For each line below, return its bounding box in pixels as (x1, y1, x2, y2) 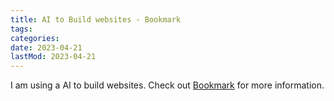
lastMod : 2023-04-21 (10, 52, 97, 62)
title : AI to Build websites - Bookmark (10, 14, 182, 25)
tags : (10, 24, 33, 34)
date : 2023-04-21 (10, 42, 83, 53)
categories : (10, 33, 60, 43)
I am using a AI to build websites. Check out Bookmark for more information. (10, 79, 325, 91)
